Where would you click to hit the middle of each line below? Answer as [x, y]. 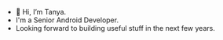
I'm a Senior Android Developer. [67, 20]
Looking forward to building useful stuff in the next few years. [115, 28]
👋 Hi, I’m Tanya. [41, 12]
